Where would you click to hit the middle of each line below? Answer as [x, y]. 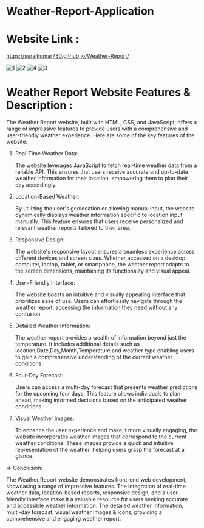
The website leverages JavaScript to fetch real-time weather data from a [106, 165]
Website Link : [43, 39]
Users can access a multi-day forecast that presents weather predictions [106, 387]
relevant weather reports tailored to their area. [73, 228]
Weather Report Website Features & [99, 92]
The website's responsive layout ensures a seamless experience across [105, 252]
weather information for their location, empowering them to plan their [101, 179]
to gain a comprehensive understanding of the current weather [94, 357]
